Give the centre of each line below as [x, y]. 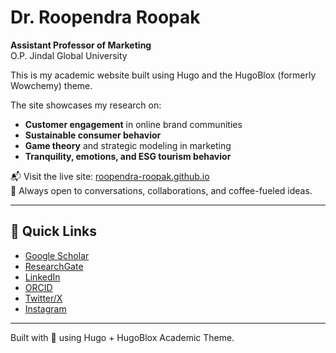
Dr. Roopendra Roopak [105, 17]
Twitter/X [43, 298]
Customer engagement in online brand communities [133, 124]
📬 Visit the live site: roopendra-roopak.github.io [110, 176]
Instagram [45, 308]
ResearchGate [54, 266]
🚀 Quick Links [53, 231]
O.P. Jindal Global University [69, 55]
